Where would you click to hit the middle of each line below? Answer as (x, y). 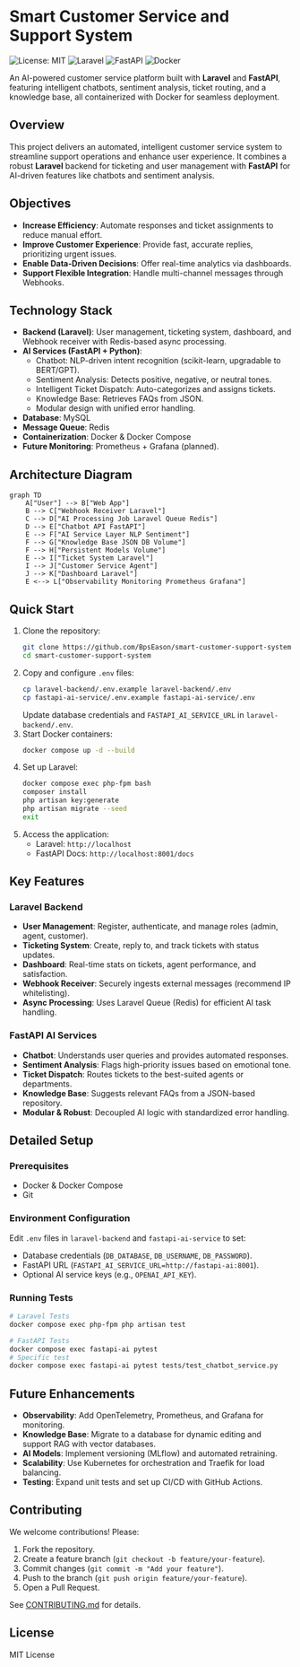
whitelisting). (46, 993)
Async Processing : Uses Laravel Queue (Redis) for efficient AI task (146, 1003)
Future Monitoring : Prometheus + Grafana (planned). (120, 447)
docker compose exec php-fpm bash (86, 784)
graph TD (26, 495)
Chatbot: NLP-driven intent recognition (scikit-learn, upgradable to (158, 361)
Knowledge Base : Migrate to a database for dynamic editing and (141, 1435)
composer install (55, 792)
